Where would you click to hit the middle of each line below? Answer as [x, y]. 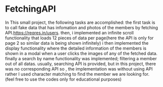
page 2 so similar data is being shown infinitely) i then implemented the [77, 43]
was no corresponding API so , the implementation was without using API [79, 69]
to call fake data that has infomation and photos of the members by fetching [81, 27]
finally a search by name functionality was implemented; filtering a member [81, 58]
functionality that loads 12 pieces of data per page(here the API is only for [80, 38]
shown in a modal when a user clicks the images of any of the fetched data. [81, 53]
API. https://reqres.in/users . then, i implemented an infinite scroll [69, 33]
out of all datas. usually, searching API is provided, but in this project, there [81, 64]
